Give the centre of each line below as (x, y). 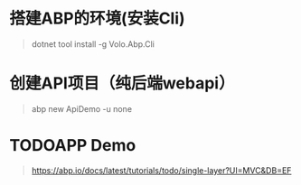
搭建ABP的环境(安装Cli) (97, 18)
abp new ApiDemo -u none (82, 108)
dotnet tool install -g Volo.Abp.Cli (93, 44)
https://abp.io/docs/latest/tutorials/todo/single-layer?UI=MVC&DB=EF (161, 170)
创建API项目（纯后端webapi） (122, 83)
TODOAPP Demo (73, 146)
